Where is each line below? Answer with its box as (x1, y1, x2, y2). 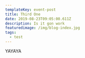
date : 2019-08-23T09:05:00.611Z (5, 16, 71, 21)
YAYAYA (5, 48, 22, 54)
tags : (5, 30, 16, 35)
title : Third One (5, 12, 41, 17)
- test (9, 35, 23, 40)
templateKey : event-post (5, 7, 56, 12)
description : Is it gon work (5, 21, 65, 26)
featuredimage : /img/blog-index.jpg (5, 26, 80, 30)
